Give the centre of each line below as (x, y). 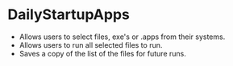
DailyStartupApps (69, 15)
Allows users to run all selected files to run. (91, 45)
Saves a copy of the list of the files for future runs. (102, 53)
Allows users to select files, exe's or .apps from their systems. (122, 37)
